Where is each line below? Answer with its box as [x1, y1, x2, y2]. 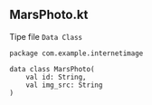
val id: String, [25, 72, 88, 81]
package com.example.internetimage [9, 49, 144, 58]
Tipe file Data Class [9, 31, 83, 42]
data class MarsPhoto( [9, 64, 95, 73]
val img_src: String [25, 81, 103, 90]
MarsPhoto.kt [9, 7, 89, 23]
